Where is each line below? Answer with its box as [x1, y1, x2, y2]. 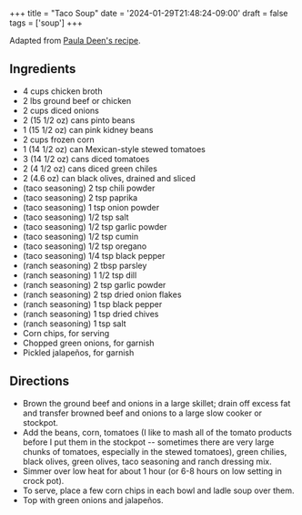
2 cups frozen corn [22, 134, 95, 145]
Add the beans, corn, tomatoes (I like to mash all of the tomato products [22, 427, 293, 438]
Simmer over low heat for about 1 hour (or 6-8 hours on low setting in [22, 465, 282, 477]
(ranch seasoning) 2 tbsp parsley [22, 260, 147, 271]
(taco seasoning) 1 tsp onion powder [22, 201, 160, 212]
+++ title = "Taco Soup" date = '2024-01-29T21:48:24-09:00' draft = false [9, 8, 288, 18]
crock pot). [22, 475, 65, 486]
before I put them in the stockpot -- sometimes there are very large [22, 437, 275, 448]
